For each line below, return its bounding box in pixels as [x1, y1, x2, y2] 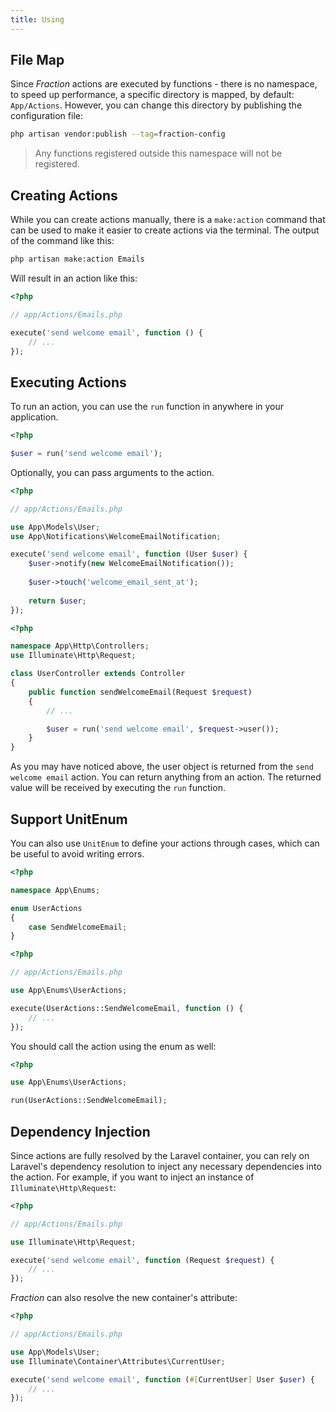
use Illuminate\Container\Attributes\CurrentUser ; [10, 1356, 226, 1366]
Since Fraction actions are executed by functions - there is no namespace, [10, 78, 318, 90]
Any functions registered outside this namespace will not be [34, 147, 283, 160]
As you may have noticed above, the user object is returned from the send [10, 761, 314, 773]
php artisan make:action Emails [10, 254, 145, 265]
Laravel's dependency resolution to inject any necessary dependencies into [10, 1160, 322, 1172]
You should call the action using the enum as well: [10, 1040, 217, 1052]
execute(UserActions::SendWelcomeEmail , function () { [10, 1003, 244, 1013]
